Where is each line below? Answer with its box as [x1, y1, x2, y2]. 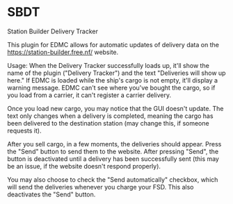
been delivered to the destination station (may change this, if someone [7, 119, 210, 127]
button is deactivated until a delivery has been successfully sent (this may [7, 154, 219, 163]
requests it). [7, 126, 42, 135]
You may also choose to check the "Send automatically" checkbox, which [7, 175, 218, 184]
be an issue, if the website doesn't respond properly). [7, 162, 161, 170]
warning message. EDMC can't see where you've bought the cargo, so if [7, 83, 216, 92]
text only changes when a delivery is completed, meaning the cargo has [7, 112, 214, 120]
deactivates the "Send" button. [7, 190, 96, 198]
